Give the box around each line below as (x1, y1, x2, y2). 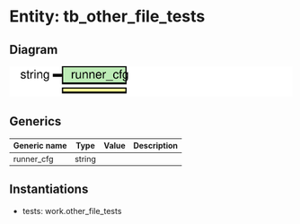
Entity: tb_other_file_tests (9, 6, 206, 27)
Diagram (9, 42, 58, 57)
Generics (9, 114, 62, 129)
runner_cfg (13, 153, 54, 164)
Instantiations (9, 182, 89, 197)
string (75, 153, 97, 164)
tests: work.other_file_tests (22, 205, 122, 216)
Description (133, 141, 178, 151)
